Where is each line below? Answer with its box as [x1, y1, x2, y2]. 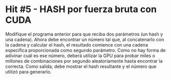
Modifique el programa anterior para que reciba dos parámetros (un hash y [5, 31, 163, 37]
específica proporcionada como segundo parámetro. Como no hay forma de [5, 47, 166, 53]
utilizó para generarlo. [5, 68, 52, 74]
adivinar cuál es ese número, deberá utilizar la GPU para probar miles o [5, 52, 156, 59]
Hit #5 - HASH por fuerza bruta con [5, 4, 157, 15]
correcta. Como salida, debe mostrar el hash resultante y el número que [5, 63, 157, 69]
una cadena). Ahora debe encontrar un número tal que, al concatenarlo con [5, 36, 164, 43]
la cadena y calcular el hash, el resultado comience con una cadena [5, 42, 148, 48]
